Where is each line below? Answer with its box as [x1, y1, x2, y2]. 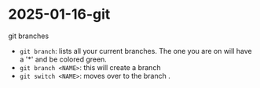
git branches [8, 31, 49, 40]
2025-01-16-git [8, 5, 111, 23]
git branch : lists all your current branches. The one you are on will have [19, 46, 253, 55]
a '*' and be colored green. [19, 55, 108, 64]
